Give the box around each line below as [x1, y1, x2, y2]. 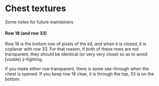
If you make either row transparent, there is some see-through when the [5, 66, 149, 72]
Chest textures [5, 3, 66, 14]
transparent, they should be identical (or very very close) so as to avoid [5, 52, 148, 57]
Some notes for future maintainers [5, 19, 74, 25]
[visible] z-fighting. [5, 56, 43, 62]
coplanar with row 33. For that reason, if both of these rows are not [5, 46, 139, 52]
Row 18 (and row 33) [5, 30, 47, 36]
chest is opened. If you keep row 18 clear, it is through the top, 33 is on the [5, 71, 154, 77]
